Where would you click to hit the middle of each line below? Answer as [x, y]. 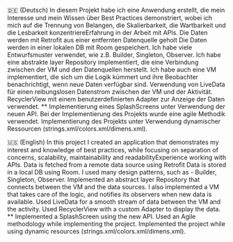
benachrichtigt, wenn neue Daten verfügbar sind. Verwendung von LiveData [116, 84]
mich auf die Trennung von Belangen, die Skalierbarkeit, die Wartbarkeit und [116, 25]
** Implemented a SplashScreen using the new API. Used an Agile [102, 216]
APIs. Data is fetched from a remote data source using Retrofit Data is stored [117, 165]
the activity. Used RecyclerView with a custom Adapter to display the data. [114, 209]
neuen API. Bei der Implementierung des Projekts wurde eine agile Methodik [116, 114]
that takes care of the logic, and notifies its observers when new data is [110, 194]
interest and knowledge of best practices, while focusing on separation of [113, 150]
